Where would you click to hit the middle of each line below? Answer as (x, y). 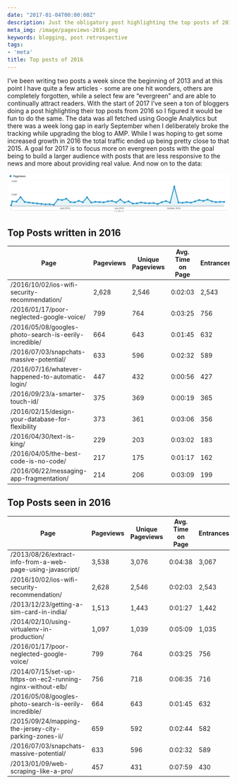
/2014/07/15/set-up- (43, 671)
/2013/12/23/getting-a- (47, 604)
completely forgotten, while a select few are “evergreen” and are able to (112, 96)
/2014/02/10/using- (41, 622)
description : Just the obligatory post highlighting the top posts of (113, 22)
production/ (27, 637)
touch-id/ (24, 402)
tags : (15, 45)
